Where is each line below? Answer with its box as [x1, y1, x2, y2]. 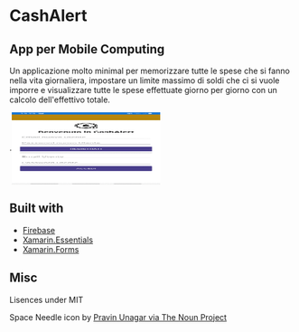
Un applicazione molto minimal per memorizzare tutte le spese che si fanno [9, 65, 291, 76]
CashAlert [9, 5, 88, 26]
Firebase [22, 224, 56, 235]
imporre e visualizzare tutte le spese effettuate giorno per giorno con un [9, 85, 278, 95]
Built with [9, 201, 64, 216]
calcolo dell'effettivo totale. [9, 94, 111, 105]
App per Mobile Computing [9, 42, 165, 57]
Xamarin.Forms [22, 243, 79, 254]
